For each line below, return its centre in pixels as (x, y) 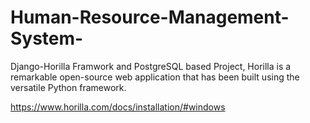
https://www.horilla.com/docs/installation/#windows (118, 107)
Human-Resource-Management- (150, 17)
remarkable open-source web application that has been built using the (155, 77)
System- (47, 38)
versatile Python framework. (68, 87)
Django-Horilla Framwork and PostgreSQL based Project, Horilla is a (151, 66)
